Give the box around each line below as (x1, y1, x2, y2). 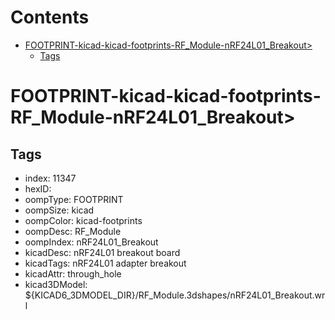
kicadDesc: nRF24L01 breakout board (24, 246, 181, 258)
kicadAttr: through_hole (24, 267, 122, 280)
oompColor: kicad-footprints (24, 214, 143, 226)
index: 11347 (24, 172, 77, 184)
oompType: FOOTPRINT (24, 193, 124, 205)
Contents (10, 6, 90, 29)
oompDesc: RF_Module (24, 225, 122, 237)
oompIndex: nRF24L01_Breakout (24, 236, 159, 248)
